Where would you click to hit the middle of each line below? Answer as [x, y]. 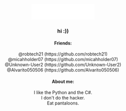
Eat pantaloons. [63, 103]
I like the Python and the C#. [63, 92]
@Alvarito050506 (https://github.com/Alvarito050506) [63, 70]
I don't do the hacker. [63, 98]
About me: [63, 81]
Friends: [63, 43]
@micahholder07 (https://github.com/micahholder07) [63, 59]
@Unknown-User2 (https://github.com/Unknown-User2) [63, 65]
